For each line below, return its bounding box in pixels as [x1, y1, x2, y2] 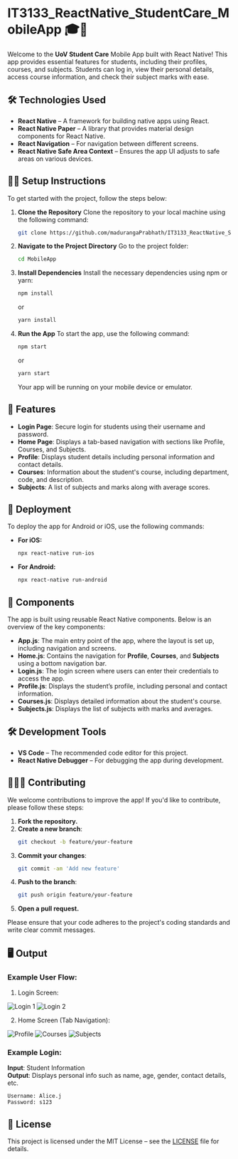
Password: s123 [7, 1098, 53, 1106]
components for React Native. [17, 132, 105, 140]
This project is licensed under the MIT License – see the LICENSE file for [7, 1137, 220, 1145]
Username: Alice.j [7, 1093, 62, 1100]
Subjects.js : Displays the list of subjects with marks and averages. [17, 705, 213, 713]
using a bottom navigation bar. [17, 659, 107, 667]
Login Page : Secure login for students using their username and [17, 422, 206, 431]
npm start [17, 343, 48, 350]
